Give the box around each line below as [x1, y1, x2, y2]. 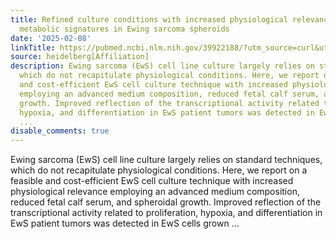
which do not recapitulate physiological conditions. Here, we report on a [10, 164, 308, 176]
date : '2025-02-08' [10, 33, 92, 43]
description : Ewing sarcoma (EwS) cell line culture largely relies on [10, 61, 315, 71]
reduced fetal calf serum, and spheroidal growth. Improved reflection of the [10, 196, 322, 208]
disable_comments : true [10, 126, 110, 136]
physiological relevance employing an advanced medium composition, [10, 186, 300, 198]
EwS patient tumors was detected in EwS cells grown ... [10, 217, 240, 230]
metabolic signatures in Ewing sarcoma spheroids [19, 24, 230, 34]
